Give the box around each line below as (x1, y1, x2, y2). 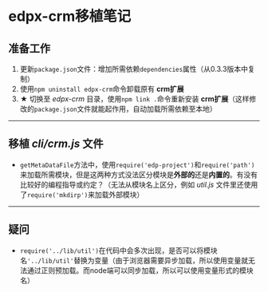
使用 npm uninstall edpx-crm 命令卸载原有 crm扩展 (19, 85, 185, 93)
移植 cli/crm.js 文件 (8, 137, 104, 151)
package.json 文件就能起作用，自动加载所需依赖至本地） (33, 105, 217, 113)
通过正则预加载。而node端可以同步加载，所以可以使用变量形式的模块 (26, 265, 254, 275)
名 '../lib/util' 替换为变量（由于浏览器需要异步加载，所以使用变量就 (19, 255, 249, 265)
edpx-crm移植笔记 (8, 7, 132, 26)
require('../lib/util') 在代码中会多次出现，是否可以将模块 (19, 245, 218, 255)
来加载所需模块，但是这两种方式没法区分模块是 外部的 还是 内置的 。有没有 (19, 169, 258, 180)
